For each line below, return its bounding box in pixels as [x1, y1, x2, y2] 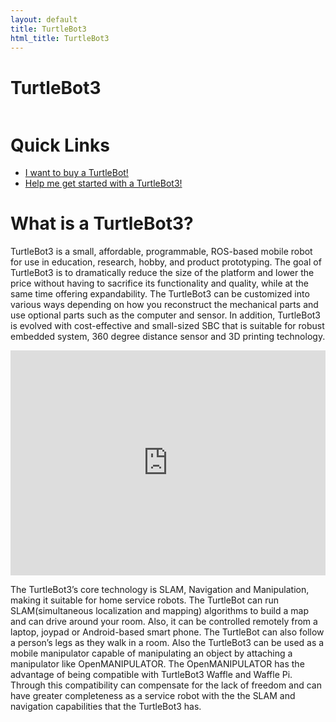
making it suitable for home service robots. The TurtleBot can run [10, 594, 279, 606]
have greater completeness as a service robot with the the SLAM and [10, 690, 296, 702]
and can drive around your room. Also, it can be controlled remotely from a [10, 616, 318, 628]
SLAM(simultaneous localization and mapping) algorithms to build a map [10, 605, 309, 617]
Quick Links [10, 134, 110, 156]
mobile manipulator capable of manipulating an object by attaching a [10, 647, 293, 660]
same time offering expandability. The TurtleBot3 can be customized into [10, 288, 310, 300]
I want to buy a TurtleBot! [24, 167, 129, 179]
